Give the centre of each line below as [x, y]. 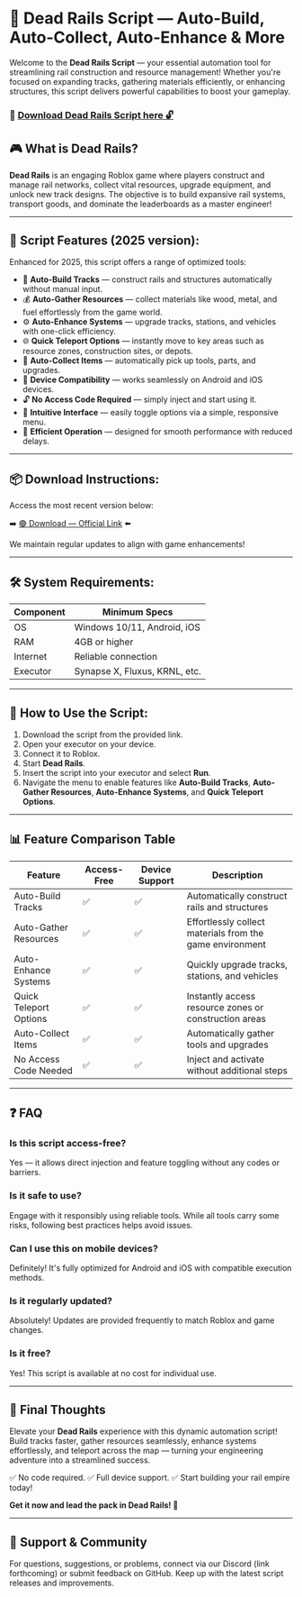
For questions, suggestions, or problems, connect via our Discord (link [139, 1564]
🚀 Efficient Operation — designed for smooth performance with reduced [157, 432]
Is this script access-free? [68, 1144]
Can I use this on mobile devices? [84, 1248]
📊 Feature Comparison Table [93, 840]
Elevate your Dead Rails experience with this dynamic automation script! [143, 1431]
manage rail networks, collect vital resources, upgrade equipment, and [140, 185]
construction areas [226, 1018]
